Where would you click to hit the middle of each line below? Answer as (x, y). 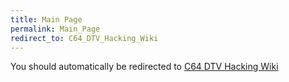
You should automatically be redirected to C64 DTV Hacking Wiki (144, 67)
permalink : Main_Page (55, 29)
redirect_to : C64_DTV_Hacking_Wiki (84, 38)
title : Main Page (46, 19)
